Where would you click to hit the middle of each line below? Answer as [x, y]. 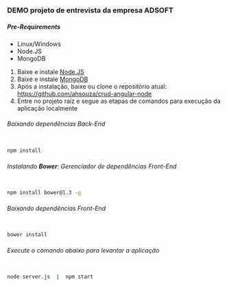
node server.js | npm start [50, 277]
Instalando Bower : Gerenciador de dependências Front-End [92, 166]
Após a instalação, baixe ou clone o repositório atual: [92, 86]
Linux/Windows [39, 44]
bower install [27, 235]
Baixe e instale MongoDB [52, 79]
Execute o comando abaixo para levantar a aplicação [83, 250]
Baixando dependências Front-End [57, 208]
